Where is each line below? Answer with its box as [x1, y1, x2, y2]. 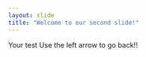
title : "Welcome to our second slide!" [8, 19, 140, 27]
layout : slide [8, 11, 55, 20]
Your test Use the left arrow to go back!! [8, 40, 138, 49]
